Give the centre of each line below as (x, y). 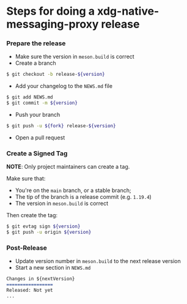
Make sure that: (26, 179)
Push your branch (38, 115)
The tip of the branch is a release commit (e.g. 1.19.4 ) (83, 197)
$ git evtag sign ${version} (43, 227)
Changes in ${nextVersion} (41, 279)
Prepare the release (36, 43)
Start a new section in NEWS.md (53, 268)
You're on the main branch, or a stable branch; (73, 190)
